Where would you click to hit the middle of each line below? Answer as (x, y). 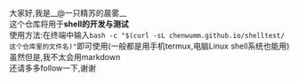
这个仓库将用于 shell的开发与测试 (69, 24)
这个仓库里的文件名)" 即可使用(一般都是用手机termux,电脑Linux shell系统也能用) (149, 46)
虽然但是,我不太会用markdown (65, 57)
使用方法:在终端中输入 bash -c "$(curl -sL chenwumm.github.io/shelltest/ (147, 35)
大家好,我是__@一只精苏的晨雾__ (68, 13)
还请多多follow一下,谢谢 (52, 68)
